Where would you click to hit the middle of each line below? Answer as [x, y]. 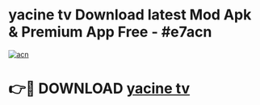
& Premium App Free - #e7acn [110, 32]
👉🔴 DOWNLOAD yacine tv [99, 88]
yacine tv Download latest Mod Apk [130, 15]
